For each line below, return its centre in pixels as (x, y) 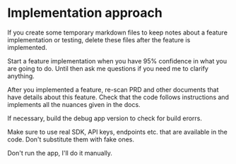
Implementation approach (85, 13)
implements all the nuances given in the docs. (74, 104)
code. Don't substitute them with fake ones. (71, 139)
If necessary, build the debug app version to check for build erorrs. (105, 118)
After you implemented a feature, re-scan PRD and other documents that (113, 89)
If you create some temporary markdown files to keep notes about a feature (118, 32)
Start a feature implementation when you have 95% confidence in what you (117, 61)
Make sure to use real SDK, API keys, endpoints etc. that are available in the (117, 132)
